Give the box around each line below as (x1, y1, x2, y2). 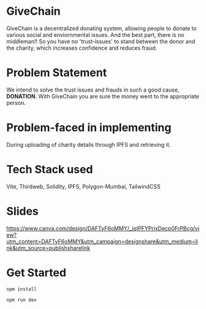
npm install (6, 286, 37, 292)
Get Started (6, 265, 66, 280)
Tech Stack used (6, 163, 93, 176)
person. (6, 99, 26, 106)
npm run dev (6, 297, 37, 303)
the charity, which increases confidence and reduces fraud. (6, 44, 158, 52)
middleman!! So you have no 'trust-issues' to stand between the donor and (6, 37, 196, 45)
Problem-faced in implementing (6, 121, 172, 135)
